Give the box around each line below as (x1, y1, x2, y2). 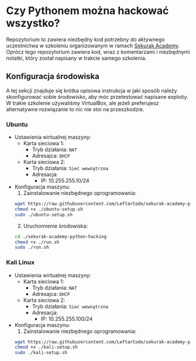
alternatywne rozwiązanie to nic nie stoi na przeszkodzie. (6, 105, 145, 112)
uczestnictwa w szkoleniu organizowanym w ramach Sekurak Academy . (6, 42, 180, 49)
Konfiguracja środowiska (6, 71, 99, 81)
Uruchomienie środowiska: (23, 222, 88, 229)
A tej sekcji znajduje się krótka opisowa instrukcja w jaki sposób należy (6, 87, 177, 94)
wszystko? (6, 16, 60, 30)
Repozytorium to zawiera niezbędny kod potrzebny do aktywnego (6, 36, 165, 43)
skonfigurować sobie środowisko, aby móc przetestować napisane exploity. (6, 93, 188, 100)
